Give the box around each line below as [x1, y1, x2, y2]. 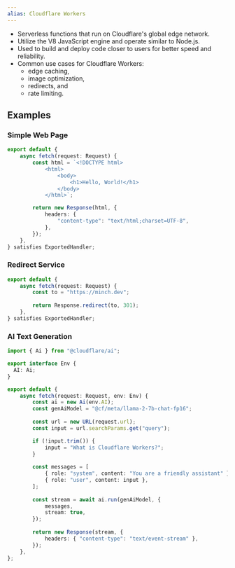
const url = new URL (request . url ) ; [32, 418, 136, 426]
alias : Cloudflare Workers [7, 10, 86, 18]
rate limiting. [27, 89, 64, 97]
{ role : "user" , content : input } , [44, 477, 149, 484]
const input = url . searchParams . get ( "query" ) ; [32, 424, 171, 431]
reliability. [17, 52, 45, 60]
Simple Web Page [7, 130, 69, 140]
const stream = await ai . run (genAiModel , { [32, 496, 161, 503]
